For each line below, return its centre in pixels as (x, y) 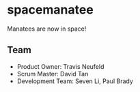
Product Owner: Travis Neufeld (60, 66)
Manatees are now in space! (47, 29)
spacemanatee (50, 10)
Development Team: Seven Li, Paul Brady (75, 81)
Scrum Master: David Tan (53, 74)
